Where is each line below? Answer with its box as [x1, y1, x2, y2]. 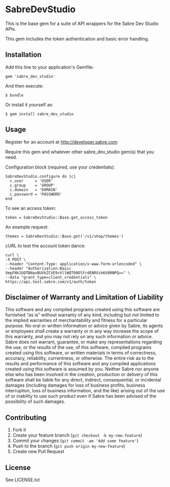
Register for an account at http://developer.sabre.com [5, 139, 118, 145]
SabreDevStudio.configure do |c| [5, 174, 76, 179]
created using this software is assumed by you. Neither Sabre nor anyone [5, 366, 159, 372]
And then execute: [5, 83, 44, 89]
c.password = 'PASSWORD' [10, 192, 62, 197]
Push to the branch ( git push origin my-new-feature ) [12, 443, 125, 449]
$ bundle [5, 93, 24, 98]
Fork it [12, 427, 26, 433]
